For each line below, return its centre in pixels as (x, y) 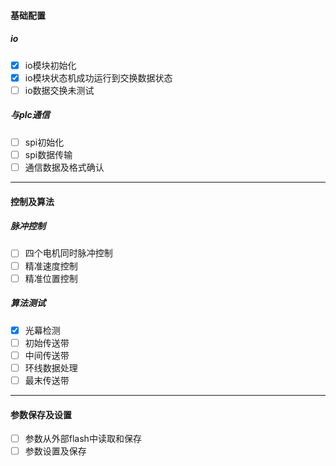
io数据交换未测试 (59, 90)
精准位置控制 (51, 278)
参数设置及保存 (55, 451)
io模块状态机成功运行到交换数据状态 (98, 77)
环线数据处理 (51, 367)
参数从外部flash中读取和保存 (83, 439)
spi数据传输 (48, 154)
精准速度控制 (51, 266)
